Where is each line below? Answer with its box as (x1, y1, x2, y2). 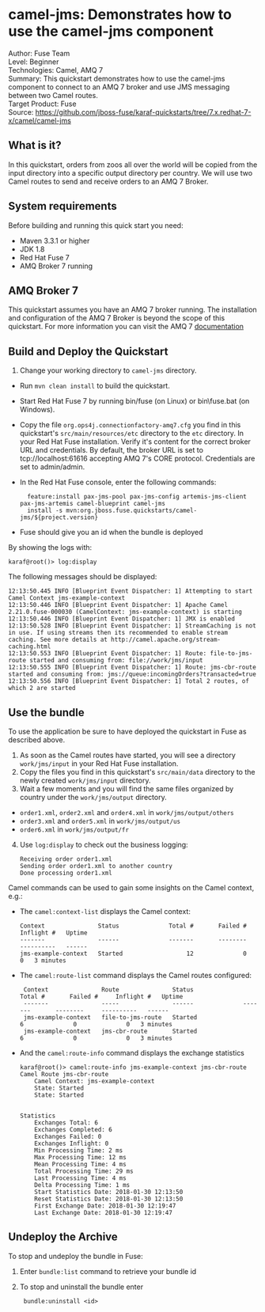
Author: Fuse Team (8, 48, 70, 58)
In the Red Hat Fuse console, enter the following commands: (19, 477, 217, 487)
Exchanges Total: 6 (34, 1119, 99, 1127)
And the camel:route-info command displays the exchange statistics (19, 1048, 245, 1057)
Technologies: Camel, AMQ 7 (8, 65, 104, 74)
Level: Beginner (8, 57, 59, 66)
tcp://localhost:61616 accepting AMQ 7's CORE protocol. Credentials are (19, 453, 256, 464)
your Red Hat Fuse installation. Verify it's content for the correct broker (19, 437, 252, 446)
